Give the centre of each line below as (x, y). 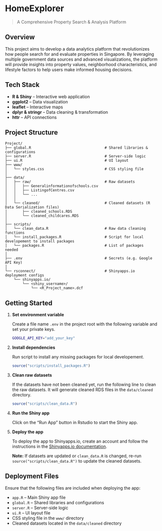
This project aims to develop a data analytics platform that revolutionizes (77, 49)
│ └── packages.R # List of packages (74, 246)
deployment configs (25, 275)
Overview (20, 37)
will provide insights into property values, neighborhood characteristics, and (81, 64)
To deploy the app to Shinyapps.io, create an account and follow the (80, 441)
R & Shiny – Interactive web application (51, 96)
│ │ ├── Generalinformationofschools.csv (52, 186)
